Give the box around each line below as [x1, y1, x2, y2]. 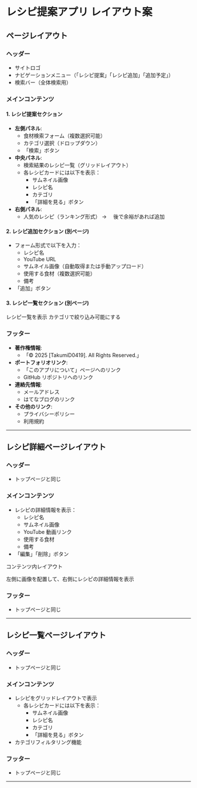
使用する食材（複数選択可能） [23, 270, 96, 277]
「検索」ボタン [23, 147, 60, 153]
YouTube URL [23, 256, 57, 263]
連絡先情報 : [14, 380, 42, 388]
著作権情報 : [14, 344, 42, 351]
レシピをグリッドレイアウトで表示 [14, 694, 97, 702]
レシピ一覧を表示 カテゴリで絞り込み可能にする [6, 313, 121, 320]
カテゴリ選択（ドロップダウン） [23, 139, 101, 146]
